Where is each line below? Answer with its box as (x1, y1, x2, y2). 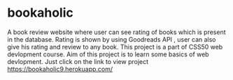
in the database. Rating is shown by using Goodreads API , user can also (7, 35, 216, 43)
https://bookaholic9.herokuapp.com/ (7, 65, 113, 73)
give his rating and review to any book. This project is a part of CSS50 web (7, 42, 223, 51)
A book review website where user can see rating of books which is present (7, 28, 226, 36)
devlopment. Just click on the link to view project (7, 57, 149, 65)
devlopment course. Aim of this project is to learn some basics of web (7, 50, 209, 58)
